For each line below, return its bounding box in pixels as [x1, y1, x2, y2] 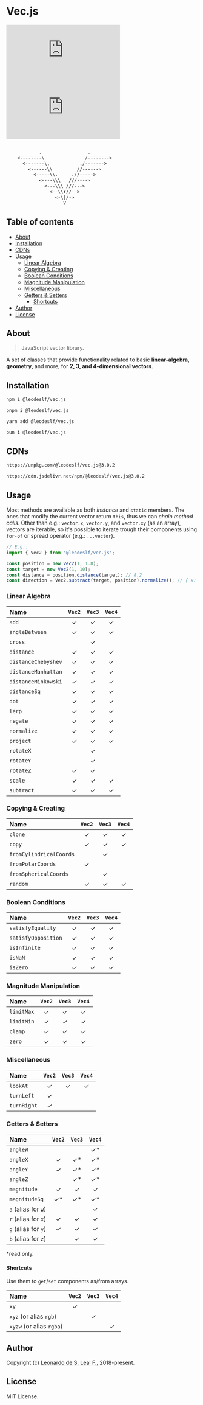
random [9, 880, 28, 887]
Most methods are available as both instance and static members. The [6, 506, 185, 514]
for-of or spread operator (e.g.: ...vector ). [6, 532, 115, 539]
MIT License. [6, 1392, 39, 1400]
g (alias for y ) [9, 1225, 47, 1233]
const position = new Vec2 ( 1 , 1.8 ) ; [6, 560, 99, 567]
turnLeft [9, 1092, 35, 1099]
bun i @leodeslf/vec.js [6, 429, 67, 436]
